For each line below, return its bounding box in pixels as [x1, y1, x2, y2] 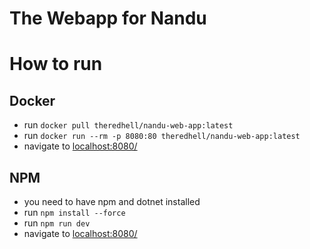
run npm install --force [23, 207, 126, 218]
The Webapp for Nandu [9, 7, 207, 30]
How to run [9, 53, 103, 76]
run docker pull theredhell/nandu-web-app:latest [23, 119, 234, 131]
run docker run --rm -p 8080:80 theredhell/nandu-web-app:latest [23, 130, 301, 142]
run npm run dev [23, 217, 91, 229]
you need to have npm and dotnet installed [23, 196, 201, 207]
